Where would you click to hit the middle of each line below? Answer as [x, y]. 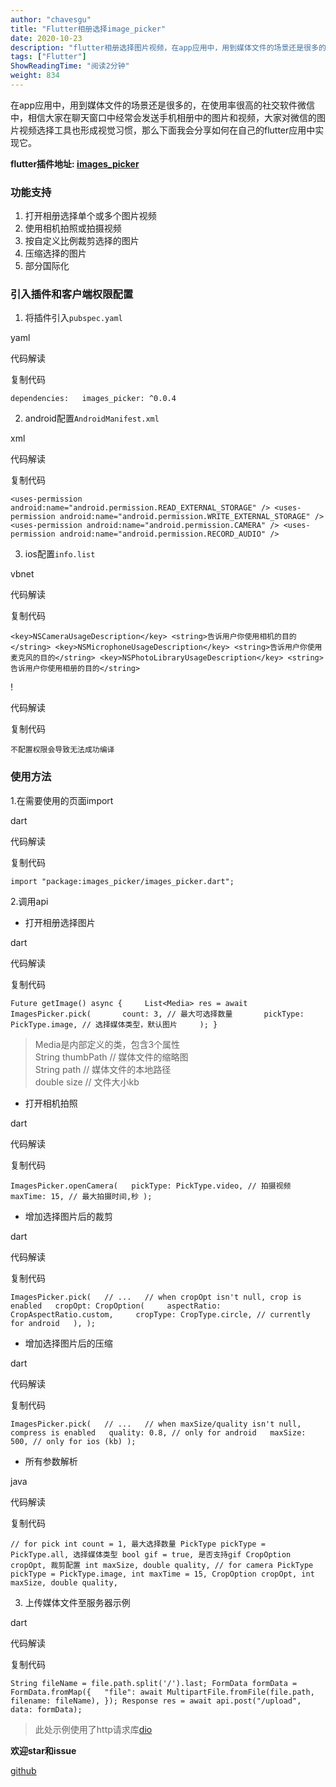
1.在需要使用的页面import [62, 800]
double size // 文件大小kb [87, 1082]
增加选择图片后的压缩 [68, 1343]
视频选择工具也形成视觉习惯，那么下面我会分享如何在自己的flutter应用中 [167, 130]
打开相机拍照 [51, 1103]
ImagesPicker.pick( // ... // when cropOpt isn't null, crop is [156, 1297]
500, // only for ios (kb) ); [73, 1441]
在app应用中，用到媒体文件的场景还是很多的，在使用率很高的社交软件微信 [163, 105]
